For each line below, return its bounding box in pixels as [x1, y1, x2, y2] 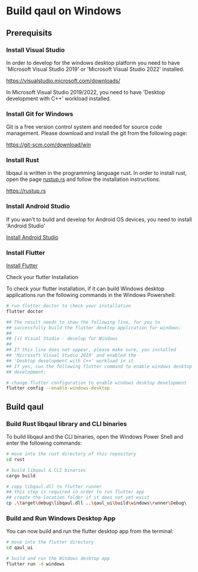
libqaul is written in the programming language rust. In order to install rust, [6, 170, 187, 177]
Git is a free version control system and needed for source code [6, 123, 162, 130]
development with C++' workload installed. [6, 95, 111, 102]
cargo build [6, 473, 36, 479]
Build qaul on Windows [6, 4, 122, 18]
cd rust [6, 457, 25, 462]
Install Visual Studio [6, 46, 65, 54]
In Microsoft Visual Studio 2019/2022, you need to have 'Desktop [6, 88, 165, 96]
